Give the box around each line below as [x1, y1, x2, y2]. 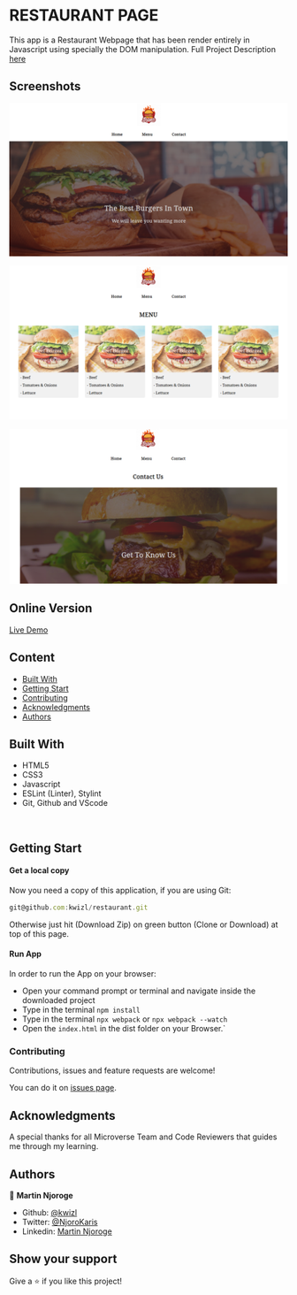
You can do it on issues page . [9, 1083, 117, 1093]
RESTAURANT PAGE [9, 5, 159, 26]
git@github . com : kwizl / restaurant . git [9, 903, 148, 912]
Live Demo [9, 625, 49, 635]
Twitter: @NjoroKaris [21, 1217, 98, 1228]
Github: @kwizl [21, 1207, 78, 1218]
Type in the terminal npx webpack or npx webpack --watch [21, 1014, 228, 1024]
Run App [9, 948, 42, 960]
